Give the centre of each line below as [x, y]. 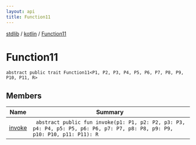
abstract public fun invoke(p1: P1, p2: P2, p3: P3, [111, 122]
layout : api [20, 11]
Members [24, 96]
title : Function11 [28, 17]
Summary [110, 112]
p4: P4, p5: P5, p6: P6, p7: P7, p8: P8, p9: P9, [103, 129]
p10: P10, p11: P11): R [66, 134]
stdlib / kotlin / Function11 [36, 33]
